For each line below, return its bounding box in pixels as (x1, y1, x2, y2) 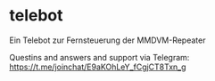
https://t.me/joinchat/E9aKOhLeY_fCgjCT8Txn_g (9, 61, 186, 72)
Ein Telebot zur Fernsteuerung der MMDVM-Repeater (9, 35, 206, 45)
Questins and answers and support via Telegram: (9, 52, 190, 62)
